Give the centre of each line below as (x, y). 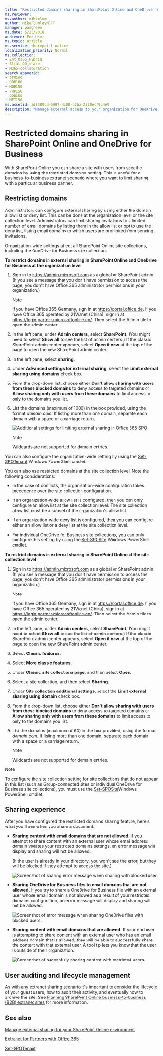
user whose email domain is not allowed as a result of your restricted (81, 895)
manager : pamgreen (24, 28)
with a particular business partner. (39, 183)
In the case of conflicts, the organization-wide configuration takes (78, 485)
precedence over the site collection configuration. (62, 491)
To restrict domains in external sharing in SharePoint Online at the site (77, 554)
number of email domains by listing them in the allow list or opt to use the (78, 226)
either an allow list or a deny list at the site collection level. (70, 525)
